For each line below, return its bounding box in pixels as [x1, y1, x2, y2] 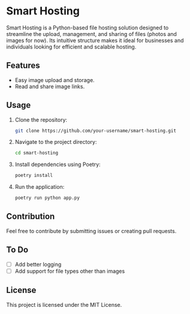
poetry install [14, 173, 53, 179]
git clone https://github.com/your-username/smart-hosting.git [14, 128, 177, 134]
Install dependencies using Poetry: [14, 161, 101, 168]
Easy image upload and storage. [14, 76, 95, 83]
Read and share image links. [14, 83, 85, 90]
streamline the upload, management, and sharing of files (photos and [6, 30, 177, 37]
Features [6, 61, 40, 71]
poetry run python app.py [14, 195, 80, 201]
